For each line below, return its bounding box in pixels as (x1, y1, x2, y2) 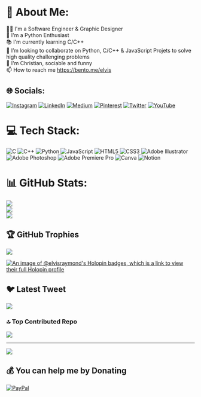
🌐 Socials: (6, 86, 45, 96)
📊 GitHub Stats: (6, 176, 88, 190)
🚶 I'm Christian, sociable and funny (6, 59, 93, 66)
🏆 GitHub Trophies (6, 230, 80, 240)
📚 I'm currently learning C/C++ (6, 38, 84, 45)
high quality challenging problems (6, 53, 90, 60)
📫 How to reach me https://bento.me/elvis (6, 66, 112, 74)
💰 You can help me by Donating (6, 365, 127, 375)
